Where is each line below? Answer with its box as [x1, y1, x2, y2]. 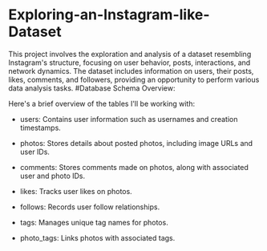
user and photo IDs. [19, 171, 86, 180]
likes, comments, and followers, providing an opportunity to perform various [8, 75, 260, 84]
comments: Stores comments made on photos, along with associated [19, 162, 249, 172]
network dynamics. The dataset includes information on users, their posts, [8, 66, 254, 75]
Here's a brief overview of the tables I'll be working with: [8, 99, 195, 108]
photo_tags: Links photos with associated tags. [19, 233, 176, 242]
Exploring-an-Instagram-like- [8, 6, 210, 24]
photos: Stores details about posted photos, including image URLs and [19, 138, 253, 148]
